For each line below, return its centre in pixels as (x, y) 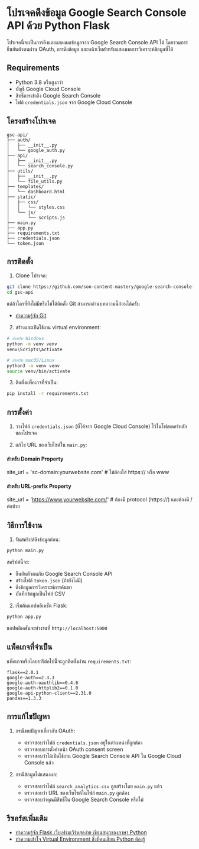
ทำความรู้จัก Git (31, 316)
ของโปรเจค (26, 433)
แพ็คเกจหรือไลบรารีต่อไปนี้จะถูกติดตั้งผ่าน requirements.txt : (69, 661)
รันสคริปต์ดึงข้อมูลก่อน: (37, 539)
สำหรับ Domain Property (35, 459)
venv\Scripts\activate (35, 349)
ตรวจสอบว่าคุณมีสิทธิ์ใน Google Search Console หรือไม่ (84, 799)
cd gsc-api (20, 293)
